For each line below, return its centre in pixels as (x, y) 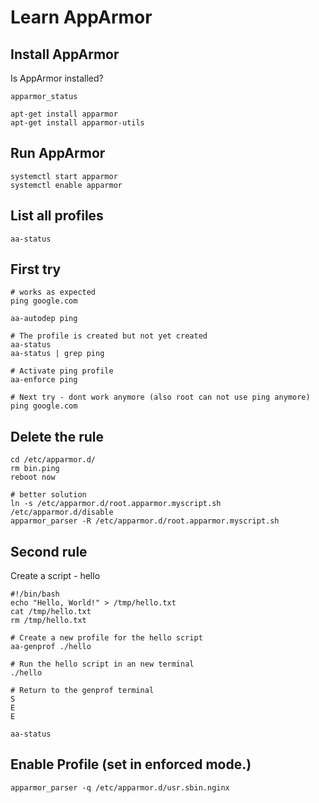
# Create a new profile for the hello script (106, 638)
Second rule (49, 551)
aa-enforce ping (44, 380)
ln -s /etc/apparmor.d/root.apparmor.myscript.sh (116, 504)
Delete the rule (57, 436)
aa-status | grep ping (57, 354)
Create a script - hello (55, 576)
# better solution (48, 495)
